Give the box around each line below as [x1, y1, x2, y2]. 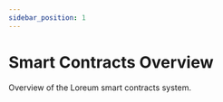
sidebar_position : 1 [8, 13, 87, 23]
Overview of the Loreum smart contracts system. [8, 82, 192, 93]
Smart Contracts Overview [8, 51, 214, 72]
